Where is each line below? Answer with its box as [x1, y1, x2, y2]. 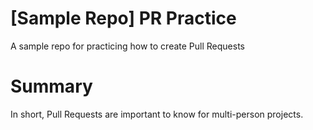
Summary [10, 75, 93, 98]
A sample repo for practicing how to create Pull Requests [10, 40, 245, 52]
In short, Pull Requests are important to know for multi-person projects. [10, 108, 304, 120]
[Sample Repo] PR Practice [10, 7, 237, 30]
